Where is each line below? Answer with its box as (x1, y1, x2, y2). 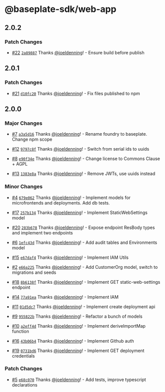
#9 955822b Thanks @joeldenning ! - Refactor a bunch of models (11, 313, 143, 319)
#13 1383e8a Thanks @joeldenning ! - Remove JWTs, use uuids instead (11, 171, 156, 177)
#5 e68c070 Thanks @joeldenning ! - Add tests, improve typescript (11, 377, 146, 383)
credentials (11, 353, 35, 359)
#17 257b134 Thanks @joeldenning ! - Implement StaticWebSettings (11, 209, 148, 215)
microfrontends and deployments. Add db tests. (11, 199, 110, 205)
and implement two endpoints (11, 229, 73, 235)
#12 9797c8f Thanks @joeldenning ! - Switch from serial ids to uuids (11, 146, 150, 152)
